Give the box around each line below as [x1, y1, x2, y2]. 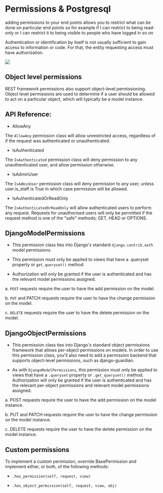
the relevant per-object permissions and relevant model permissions [12, 383, 149, 388]
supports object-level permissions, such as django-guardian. [12, 358, 135, 364]
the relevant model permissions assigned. [12, 276, 96, 282]
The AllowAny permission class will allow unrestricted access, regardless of [5, 132, 156, 138]
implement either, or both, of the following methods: [5, 464, 109, 469]
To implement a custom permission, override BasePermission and [5, 458, 137, 464]
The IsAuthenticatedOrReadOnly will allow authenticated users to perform [5, 204, 152, 210]
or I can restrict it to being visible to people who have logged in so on [14, 30, 153, 36]
